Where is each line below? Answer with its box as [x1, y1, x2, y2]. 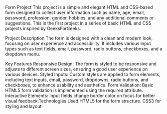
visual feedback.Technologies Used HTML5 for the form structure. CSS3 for [5, 98, 161, 104]
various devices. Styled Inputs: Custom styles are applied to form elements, [5, 71, 161, 77]
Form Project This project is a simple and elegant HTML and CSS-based [5, 4, 153, 10]
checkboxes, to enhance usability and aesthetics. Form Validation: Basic [5, 82, 154, 88]
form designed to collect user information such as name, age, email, [5, 9, 145, 15]
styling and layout [5, 103, 42, 109]
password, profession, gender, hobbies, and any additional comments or [5, 15, 154, 20]
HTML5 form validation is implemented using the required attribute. [5, 87, 144, 93]
